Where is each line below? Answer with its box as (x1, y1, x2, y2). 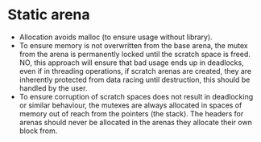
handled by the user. (19, 83, 88, 93)
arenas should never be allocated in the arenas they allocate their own (19, 117, 253, 127)
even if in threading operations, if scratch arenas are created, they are (19, 66, 251, 75)
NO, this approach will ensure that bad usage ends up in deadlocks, (19, 58, 244, 67)
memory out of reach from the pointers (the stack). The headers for (19, 108, 244, 118)
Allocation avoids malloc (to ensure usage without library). (19, 32, 213, 42)
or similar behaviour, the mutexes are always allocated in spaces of (19, 100, 242, 110)
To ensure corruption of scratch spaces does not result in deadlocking (19, 91, 254, 101)
